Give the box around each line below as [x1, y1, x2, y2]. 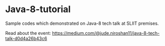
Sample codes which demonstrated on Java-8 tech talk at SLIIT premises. [5, 20, 159, 26]
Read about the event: [5, 30, 51, 36]
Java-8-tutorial [5, 4, 71, 15]
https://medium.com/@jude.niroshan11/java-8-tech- [52, 30, 160, 36]
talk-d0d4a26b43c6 [5, 35, 47, 41]
